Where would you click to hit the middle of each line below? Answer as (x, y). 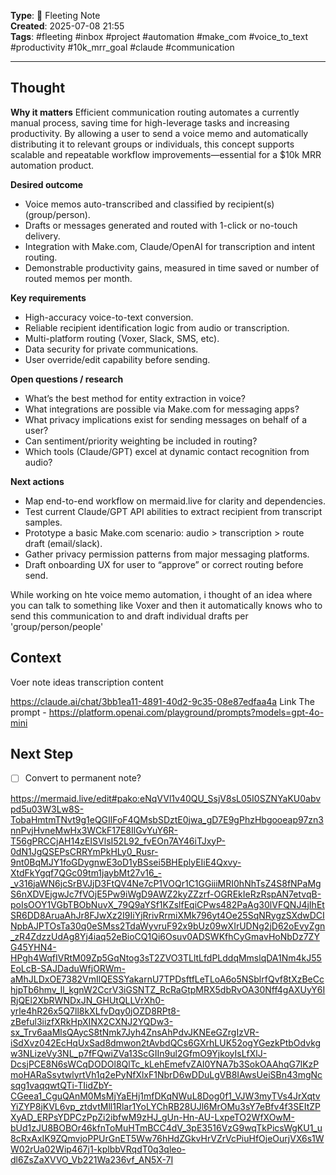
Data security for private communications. (111, 349)
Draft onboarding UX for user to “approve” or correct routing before (164, 564)
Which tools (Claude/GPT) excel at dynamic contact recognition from (167, 451)
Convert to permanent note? (83, 778)
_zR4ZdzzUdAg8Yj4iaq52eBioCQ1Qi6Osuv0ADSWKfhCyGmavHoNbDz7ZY (165, 936)
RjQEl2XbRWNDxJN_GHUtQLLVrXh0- (87, 1000)
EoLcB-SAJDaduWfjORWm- (68, 968)
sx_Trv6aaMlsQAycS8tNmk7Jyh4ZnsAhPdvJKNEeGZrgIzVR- (135, 1032)
